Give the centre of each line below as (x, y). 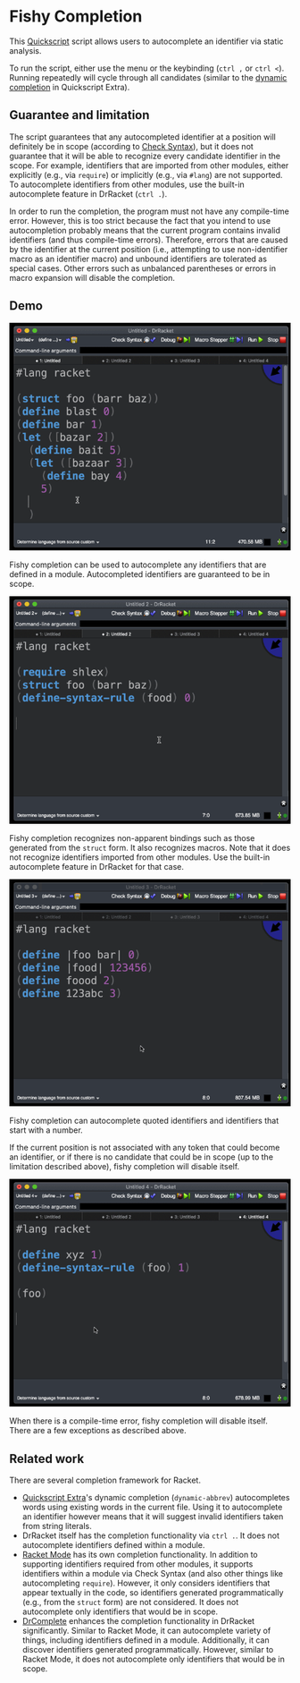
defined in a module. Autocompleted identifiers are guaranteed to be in (140, 574)
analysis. (25, 50)
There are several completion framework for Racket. (105, 1480)
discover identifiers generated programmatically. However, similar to (148, 1650)
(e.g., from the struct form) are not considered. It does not (130, 1602)
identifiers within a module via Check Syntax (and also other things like (153, 1574)
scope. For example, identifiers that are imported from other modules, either (149, 165)
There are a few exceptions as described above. (98, 1431)
